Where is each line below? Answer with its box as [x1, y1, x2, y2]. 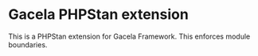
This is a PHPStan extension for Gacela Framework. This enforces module [8, 32, 251, 41]
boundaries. [8, 39, 48, 49]
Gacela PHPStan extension [8, 6, 189, 24]
